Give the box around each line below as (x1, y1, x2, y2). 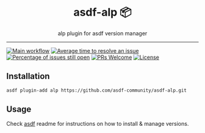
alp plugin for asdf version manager (57, 29, 148, 37)
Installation (6, 71, 50, 81)
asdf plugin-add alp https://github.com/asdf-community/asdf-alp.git (6, 87, 187, 94)
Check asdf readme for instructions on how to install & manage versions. (6, 120, 189, 128)
